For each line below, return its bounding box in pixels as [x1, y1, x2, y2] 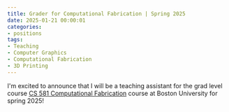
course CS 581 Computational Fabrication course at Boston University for [7, 89, 218, 97]
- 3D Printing [7, 62, 49, 69]
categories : [7, 23, 42, 30]
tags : [7, 36, 23, 43]
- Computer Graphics [7, 50, 68, 57]
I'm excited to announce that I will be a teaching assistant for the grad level [7, 81, 223, 90]
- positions [7, 29, 42, 37]
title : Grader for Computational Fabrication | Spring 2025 [7, 10, 186, 17]
